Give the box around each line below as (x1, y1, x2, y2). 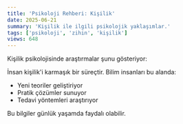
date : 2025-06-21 (7, 17, 57, 23)
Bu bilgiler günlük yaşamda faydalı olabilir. (7, 110, 126, 118)
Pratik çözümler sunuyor (17, 89, 87, 97)
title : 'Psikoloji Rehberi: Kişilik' (7, 10, 116, 17)
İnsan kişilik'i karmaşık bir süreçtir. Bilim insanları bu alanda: (7, 68, 177, 76)
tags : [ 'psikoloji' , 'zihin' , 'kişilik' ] (7, 29, 128, 37)
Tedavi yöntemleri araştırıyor (17, 96, 98, 104)
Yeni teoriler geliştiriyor (17, 81, 83, 90)
